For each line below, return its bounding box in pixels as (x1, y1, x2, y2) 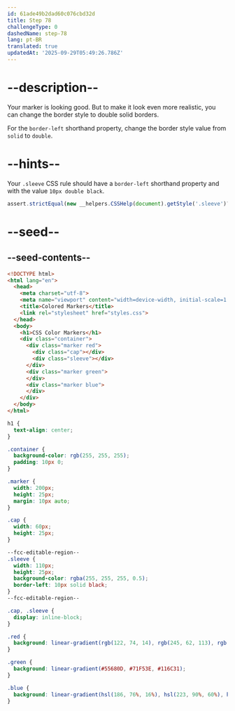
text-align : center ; (13, 426, 73, 434)
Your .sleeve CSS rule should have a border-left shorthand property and (7, 179, 220, 187)
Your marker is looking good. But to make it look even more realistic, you (7, 102, 216, 111)
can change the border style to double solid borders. (7, 110, 159, 119)
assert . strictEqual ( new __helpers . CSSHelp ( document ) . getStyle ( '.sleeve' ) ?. (7, 200, 233, 207)
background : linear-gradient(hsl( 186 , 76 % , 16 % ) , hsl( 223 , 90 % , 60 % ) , (13, 691, 224, 698)
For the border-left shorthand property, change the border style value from (7, 124, 227, 132)
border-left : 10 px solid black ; (13, 582, 108, 589)
